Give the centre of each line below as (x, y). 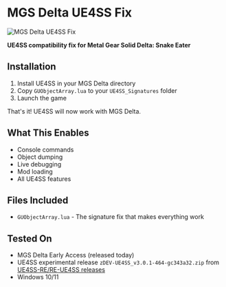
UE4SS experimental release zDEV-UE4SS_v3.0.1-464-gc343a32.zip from (118, 262)
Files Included (38, 200)
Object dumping (40, 157)
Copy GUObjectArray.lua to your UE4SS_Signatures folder (97, 90)
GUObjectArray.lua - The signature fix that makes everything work (111, 217)
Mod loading (35, 171)
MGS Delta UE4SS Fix (70, 13)
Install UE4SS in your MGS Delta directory (76, 83)
